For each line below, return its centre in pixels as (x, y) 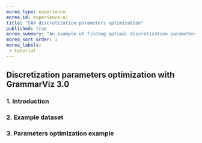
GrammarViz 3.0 (38, 84)
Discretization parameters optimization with (90, 75)
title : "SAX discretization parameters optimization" (75, 23)
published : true (26, 28)
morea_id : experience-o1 (37, 17)
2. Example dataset (35, 117)
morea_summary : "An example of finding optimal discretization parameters (102, 34)
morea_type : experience (36, 12)
